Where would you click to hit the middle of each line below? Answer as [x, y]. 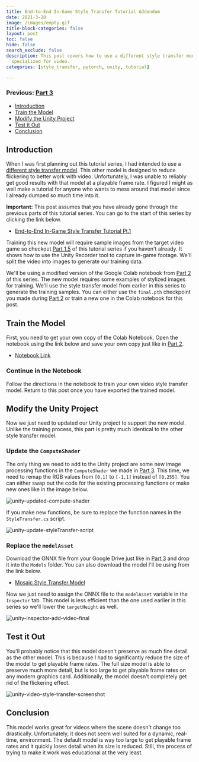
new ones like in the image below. [47, 489]
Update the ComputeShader [44, 451]
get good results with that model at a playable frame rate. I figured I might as [99, 183]
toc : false [20, 39]
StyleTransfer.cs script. [36, 518]
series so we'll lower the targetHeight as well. [62, 607]
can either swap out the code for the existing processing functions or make [98, 483]
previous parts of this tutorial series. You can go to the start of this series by [99, 213]
